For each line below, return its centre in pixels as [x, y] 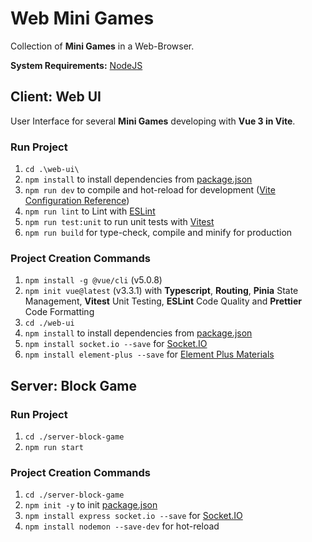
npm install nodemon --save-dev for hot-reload [122, 526]
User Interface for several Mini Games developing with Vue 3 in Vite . [153, 121]
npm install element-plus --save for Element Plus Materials [149, 354]
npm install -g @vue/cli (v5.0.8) [93, 280]
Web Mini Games [82, 18]
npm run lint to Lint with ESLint [90, 211]
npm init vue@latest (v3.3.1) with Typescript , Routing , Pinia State [161, 291]
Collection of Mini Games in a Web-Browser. [102, 46]
